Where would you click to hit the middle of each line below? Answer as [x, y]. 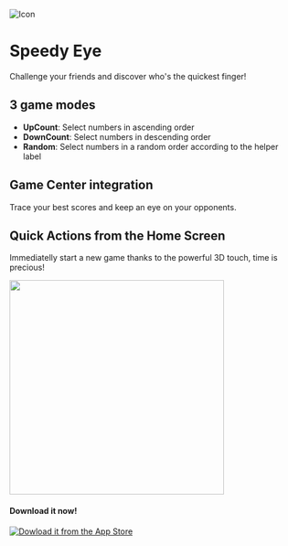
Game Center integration [81, 185]
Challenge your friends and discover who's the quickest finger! [128, 76]
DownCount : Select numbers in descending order [117, 136]
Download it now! [43, 510]
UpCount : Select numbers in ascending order [108, 127]
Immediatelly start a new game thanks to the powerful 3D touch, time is [144, 258]
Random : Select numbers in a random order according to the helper [150, 146]
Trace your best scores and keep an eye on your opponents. [123, 207]
